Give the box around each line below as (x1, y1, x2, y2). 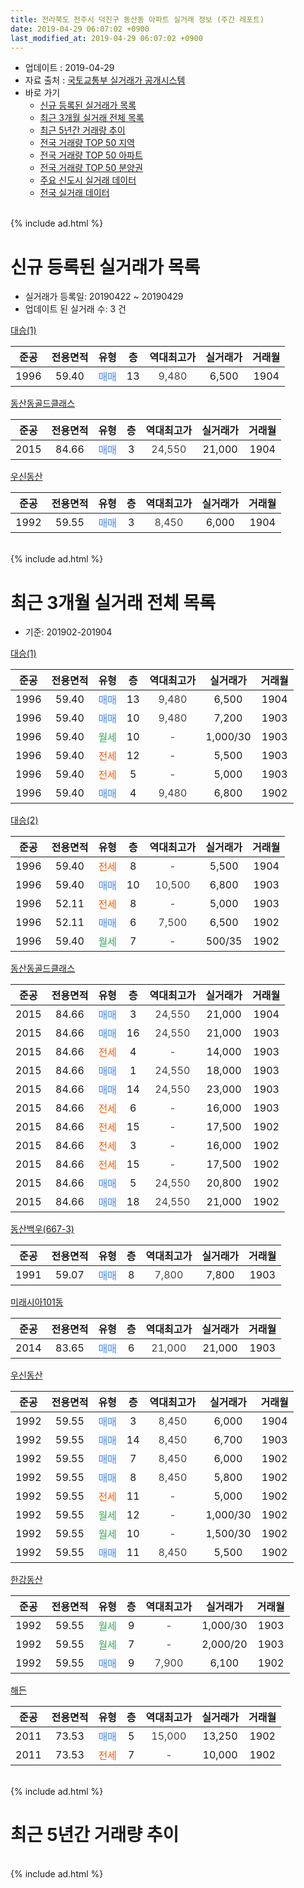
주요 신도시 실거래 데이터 (39, 174, 137, 186)
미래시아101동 (10, 1296, 64, 1308)
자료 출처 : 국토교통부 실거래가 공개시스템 (24, 74, 186, 86)
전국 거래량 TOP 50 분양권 (39, 162, 143, 174)
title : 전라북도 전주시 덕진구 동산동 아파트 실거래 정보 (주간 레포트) (10, 14, 265, 25)
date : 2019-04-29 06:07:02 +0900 (10, 24, 150, 34)
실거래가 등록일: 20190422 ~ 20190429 (24, 291, 184, 303)
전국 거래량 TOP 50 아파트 (39, 149, 143, 161)
